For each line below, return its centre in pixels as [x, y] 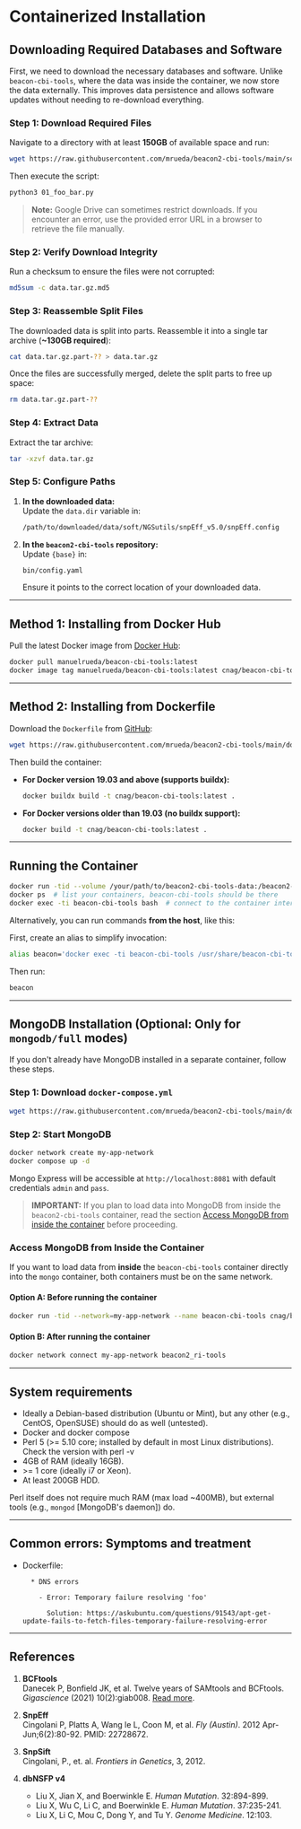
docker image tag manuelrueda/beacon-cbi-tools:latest [114, 670]
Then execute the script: [55, 176]
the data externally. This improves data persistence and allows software [142, 90]
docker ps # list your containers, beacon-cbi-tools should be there [144, 895]
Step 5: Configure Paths [63, 482]
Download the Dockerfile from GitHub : [81, 728]
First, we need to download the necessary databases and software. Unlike [146, 71]
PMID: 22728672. [116, 1734]
